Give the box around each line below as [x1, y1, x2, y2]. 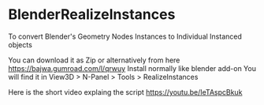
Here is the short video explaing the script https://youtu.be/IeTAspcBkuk [8, 87, 243, 96]
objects [8, 39, 33, 49]
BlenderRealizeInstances [8, 6, 176, 24]
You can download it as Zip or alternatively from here [8, 55, 180, 65]
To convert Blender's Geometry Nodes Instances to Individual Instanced [8, 32, 243, 41]
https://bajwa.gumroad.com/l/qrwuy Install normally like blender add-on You [8, 63, 256, 73]
